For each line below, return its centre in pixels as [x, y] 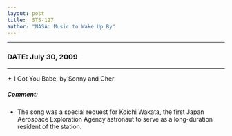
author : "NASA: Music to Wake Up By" [61, 26]
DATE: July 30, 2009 [42, 57]
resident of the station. [49, 126]
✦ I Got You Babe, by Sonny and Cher [61, 78]
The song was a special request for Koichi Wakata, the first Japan [111, 112]
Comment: [23, 95]
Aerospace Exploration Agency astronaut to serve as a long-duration [115, 119]
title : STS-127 [30, 20]
